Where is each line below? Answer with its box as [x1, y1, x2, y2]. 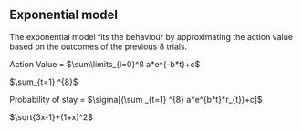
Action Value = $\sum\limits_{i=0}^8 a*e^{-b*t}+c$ [9, 58, 201, 69]
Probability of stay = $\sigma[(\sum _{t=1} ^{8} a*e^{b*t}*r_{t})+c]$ [9, 94, 263, 105]
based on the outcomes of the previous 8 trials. [9, 41, 188, 52]
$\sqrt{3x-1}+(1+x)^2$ [9, 111, 93, 122]
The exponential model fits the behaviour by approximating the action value [9, 31, 294, 42]
